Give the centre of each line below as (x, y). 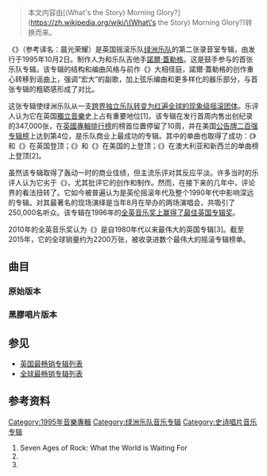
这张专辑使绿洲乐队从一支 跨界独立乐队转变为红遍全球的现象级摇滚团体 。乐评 (133, 106)
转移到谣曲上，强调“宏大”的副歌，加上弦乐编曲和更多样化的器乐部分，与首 (136, 79)
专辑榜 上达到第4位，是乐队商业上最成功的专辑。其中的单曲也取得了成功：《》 (132, 136)
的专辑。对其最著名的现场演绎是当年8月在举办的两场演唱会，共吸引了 (122, 203)
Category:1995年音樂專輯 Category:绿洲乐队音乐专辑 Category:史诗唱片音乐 (133, 422)
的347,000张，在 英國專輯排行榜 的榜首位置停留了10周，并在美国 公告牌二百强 (133, 126)
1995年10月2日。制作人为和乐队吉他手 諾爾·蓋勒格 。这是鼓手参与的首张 (137, 59)
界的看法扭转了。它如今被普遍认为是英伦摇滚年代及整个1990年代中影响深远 (131, 193)
